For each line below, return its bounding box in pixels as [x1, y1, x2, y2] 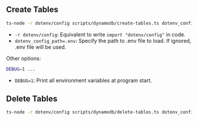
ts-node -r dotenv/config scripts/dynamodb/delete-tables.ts [6, 109, 160, 115]
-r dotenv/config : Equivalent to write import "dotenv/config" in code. [14, 31, 186, 38]
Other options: [6, 55, 41, 62]
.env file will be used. [14, 43, 67, 51]
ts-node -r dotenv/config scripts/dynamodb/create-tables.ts [6, 20, 160, 26]
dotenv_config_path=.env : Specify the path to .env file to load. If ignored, [14, 37, 192, 44]
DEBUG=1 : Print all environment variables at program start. [14, 76, 152, 84]
